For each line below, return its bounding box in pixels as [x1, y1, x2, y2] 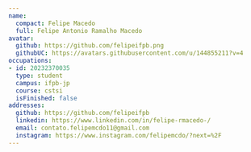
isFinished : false [15, 94, 78, 102]
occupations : [8, 57, 52, 65]
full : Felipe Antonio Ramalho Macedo [15, 27, 143, 35]
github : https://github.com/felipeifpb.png [15, 42, 164, 50]
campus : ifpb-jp [15, 79, 70, 87]
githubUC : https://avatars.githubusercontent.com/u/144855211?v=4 [15, 49, 244, 57]
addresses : [8, 101, 45, 109]
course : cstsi [15, 86, 63, 95]
